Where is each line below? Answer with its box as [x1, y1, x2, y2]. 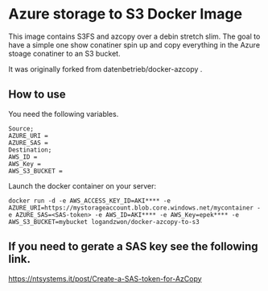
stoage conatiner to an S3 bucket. [8, 48, 121, 58]
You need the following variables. [8, 109, 119, 118]
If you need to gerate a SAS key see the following [8, 239, 259, 254]
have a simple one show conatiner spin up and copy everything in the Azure [8, 39, 260, 49]
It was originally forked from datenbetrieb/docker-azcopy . [8, 64, 203, 73]
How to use [8, 88, 66, 102]
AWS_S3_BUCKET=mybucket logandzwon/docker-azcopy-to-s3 [8, 218, 200, 226]
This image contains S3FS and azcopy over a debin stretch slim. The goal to [8, 31, 261, 41]
